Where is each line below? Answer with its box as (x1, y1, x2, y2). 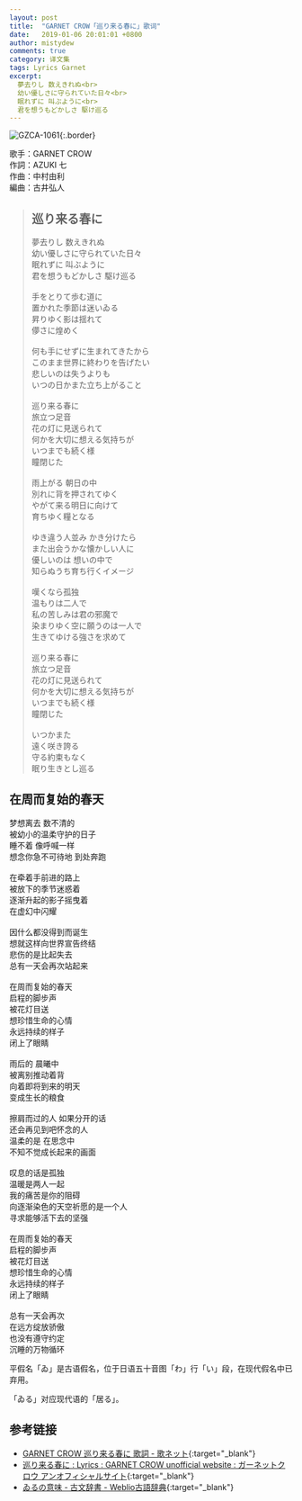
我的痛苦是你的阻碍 (9, 1190, 81, 1200)
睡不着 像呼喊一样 (9, 840, 75, 850)
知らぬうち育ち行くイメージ (31, 566, 135, 577)
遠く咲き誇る (31, 741, 79, 751)
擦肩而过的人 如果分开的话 (9, 1112, 106, 1123)
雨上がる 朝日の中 (31, 478, 97, 489)
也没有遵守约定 (9, 1333, 65, 1344)
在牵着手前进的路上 (9, 872, 81, 883)
